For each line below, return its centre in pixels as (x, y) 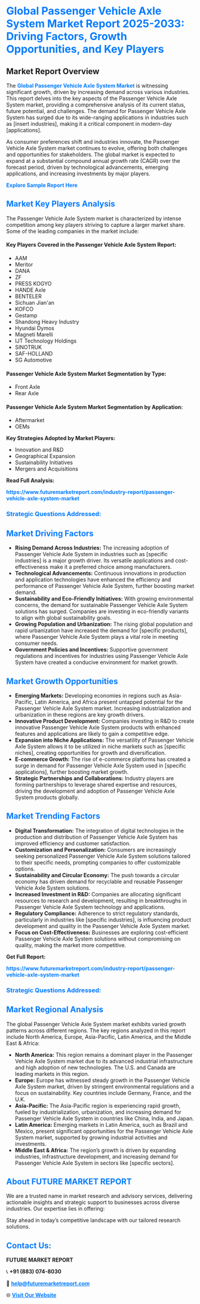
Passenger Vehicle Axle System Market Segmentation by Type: (86, 374)
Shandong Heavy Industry (47, 322)
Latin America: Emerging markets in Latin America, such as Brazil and (101, 1124)
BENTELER (28, 296)
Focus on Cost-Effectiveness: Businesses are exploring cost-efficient (101, 932)
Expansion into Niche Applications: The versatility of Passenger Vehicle (104, 740)
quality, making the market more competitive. (70, 945)
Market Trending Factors (53, 816)
